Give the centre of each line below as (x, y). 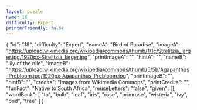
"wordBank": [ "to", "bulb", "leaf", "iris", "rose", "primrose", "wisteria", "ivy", (97, 95)
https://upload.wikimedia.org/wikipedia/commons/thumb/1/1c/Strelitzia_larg (100, 51)
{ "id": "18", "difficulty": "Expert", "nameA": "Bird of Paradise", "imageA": (93, 45)
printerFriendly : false (35, 28)
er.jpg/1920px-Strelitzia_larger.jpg (47, 57)
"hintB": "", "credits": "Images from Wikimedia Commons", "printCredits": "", (98, 82)
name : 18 (17, 17)
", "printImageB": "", (150, 76)
